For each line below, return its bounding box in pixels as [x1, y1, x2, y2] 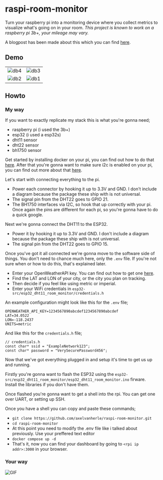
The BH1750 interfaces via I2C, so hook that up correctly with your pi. [12, 202, 152, 207]
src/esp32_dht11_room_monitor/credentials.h [12, 291, 104, 296]
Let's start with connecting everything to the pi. [5, 177, 100, 183]
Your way [5, 459, 28, 465]
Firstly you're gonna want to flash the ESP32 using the [5, 371, 114, 377]
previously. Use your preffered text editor [12, 431, 95, 437]
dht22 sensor [12, 142, 39, 148]
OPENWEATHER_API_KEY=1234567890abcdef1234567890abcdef [5, 309, 119, 314]
